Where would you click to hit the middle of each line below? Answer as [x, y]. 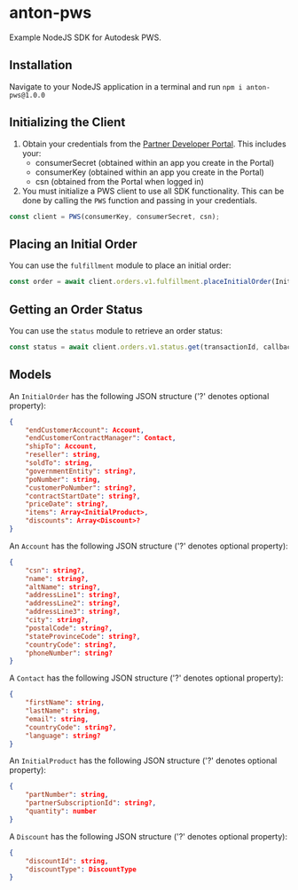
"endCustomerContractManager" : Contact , [101, 438]
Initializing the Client [67, 122]
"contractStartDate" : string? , [83, 496]
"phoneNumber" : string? [69, 653]
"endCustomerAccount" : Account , [85, 430]
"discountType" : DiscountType [81, 869]
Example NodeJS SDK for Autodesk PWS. [85, 37]
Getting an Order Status [76, 309]
